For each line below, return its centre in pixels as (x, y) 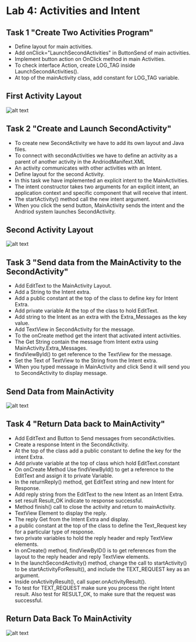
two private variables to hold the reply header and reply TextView (94, 538)
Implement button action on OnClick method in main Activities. (90, 59)
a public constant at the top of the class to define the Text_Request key (100, 525)
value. (22, 323)
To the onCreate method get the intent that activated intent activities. (98, 336)
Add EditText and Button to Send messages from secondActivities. (95, 438)
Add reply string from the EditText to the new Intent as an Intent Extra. (99, 494)
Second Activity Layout (50, 230)
